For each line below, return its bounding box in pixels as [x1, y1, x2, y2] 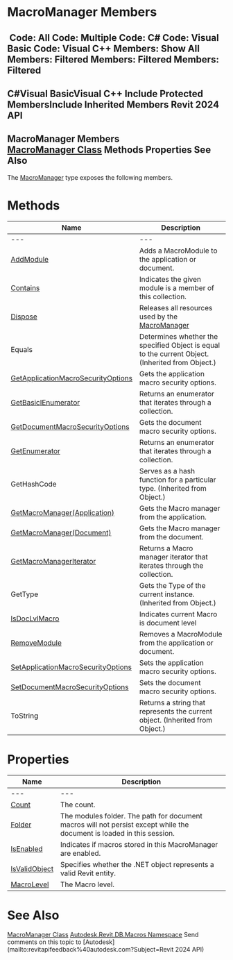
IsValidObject [10, 864, 54, 873]
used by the [139, 312, 178, 321]
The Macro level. [60, 879, 115, 889]
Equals [10, 344, 33, 354]
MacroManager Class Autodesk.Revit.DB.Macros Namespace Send [7, 930, 199, 938]
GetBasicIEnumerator [10, 397, 80, 407]
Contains [10, 283, 40, 292]
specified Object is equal [139, 340, 221, 350]
